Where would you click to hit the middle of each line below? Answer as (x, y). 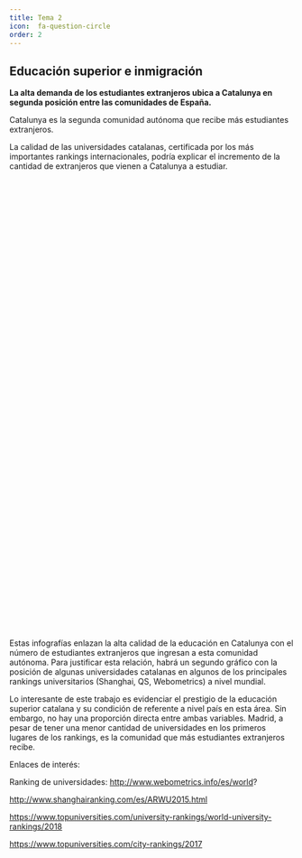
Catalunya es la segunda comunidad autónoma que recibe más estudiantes (149, 120)
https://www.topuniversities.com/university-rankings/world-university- (141, 817)
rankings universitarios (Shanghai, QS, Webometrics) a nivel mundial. (137, 682)
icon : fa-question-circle (60, 26)
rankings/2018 (36, 826)
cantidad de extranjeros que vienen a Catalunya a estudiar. (119, 166)
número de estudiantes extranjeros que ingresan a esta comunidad (134, 653)
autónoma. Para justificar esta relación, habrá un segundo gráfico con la (143, 662)
